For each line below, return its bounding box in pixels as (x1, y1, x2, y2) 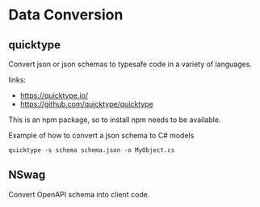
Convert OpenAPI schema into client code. (8, 189, 150, 199)
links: (8, 75, 27, 84)
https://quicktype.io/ (19, 91, 89, 100)
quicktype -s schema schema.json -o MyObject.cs (8, 146, 175, 154)
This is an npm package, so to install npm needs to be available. (8, 115, 221, 125)
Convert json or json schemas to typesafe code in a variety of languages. (8, 59, 253, 69)
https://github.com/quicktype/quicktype (19, 99, 153, 108)
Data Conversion (8, 6, 124, 24)
